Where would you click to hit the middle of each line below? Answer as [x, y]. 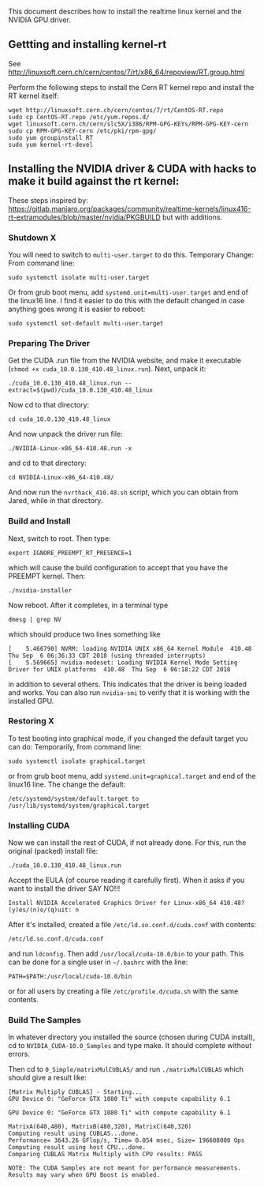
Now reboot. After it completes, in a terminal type [88, 605]
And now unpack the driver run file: [66, 434]
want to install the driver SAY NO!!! [64, 888]
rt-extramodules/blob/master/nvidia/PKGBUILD [85, 217]
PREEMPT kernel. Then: [46, 576]
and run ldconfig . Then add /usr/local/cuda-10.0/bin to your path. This [126, 954]
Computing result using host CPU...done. [77, 1148]
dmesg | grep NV [35, 619]
